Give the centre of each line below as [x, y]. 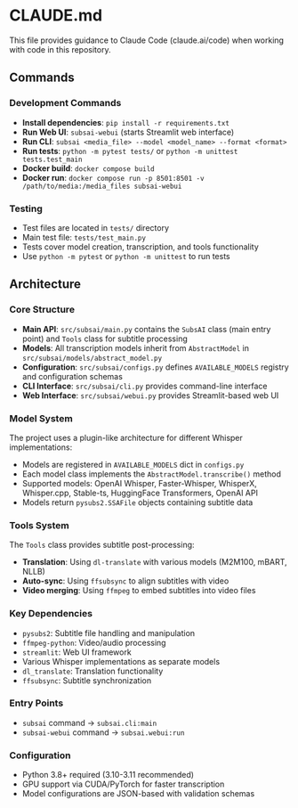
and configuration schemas [72, 376]
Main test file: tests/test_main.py [84, 237]
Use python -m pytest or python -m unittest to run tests [126, 256]
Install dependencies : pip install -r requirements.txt [125, 122]
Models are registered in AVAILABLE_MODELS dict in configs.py [133, 464]
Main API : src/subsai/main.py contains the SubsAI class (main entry [146, 329]
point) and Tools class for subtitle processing [105, 339]
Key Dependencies [51, 614]
